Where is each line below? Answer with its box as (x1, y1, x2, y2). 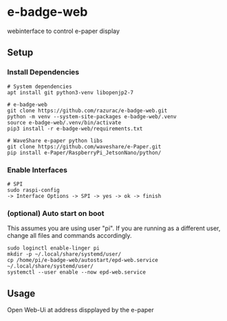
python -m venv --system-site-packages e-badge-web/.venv (7, 113, 177, 120)
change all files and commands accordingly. (7, 232, 132, 240)
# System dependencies (7, 83, 72, 90)
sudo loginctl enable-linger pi (7, 245, 100, 252)
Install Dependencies (7, 67, 80, 77)
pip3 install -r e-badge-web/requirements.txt (7, 125, 143, 132)
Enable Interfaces (7, 165, 67, 175)
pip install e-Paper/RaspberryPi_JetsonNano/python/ (7, 149, 162, 156)
